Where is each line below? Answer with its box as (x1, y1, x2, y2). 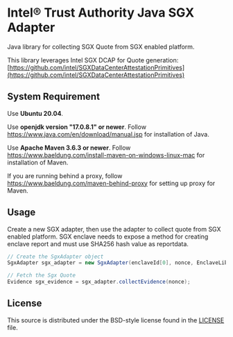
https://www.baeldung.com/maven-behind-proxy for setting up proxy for (7, 179, 216, 187)
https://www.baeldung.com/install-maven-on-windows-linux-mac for (7, 150, 205, 159)
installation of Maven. (7, 158, 69, 166)
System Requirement (7, 91, 101, 103)
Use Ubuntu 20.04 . (7, 109, 64, 117)
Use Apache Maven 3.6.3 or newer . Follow (7, 144, 131, 152)
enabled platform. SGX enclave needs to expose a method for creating (7, 232, 209, 241)
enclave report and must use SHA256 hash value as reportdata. (7, 239, 189, 248)
